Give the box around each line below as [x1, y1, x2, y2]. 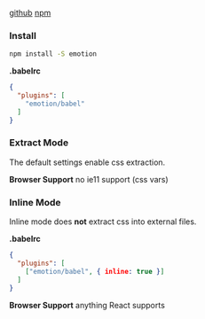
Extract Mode [9, 136, 69, 149]
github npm [9, 8, 51, 18]
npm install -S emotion [9, 50, 98, 58]
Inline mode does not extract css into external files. [9, 216, 197, 227]
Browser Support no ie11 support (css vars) [9, 174, 169, 184]
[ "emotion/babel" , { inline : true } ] [25, 267, 165, 276]
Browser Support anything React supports [9, 300, 166, 310]
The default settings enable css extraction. [9, 157, 166, 167]
